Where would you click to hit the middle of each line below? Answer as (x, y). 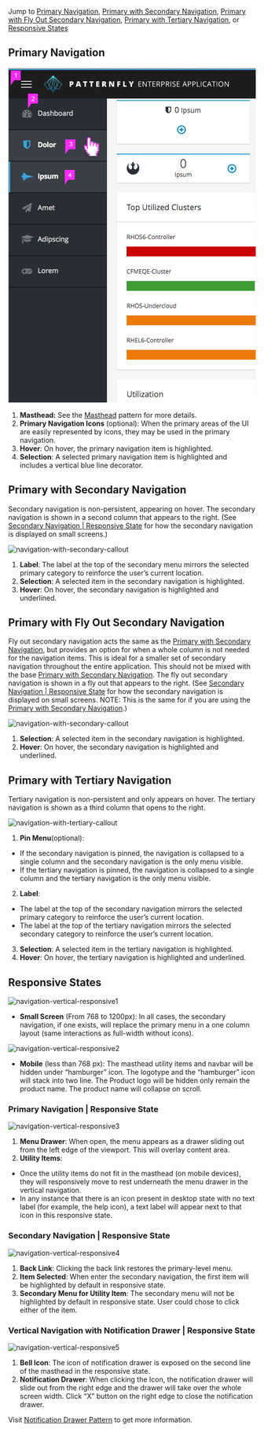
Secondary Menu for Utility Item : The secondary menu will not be (127, 1293)
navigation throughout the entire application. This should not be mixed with (130, 666)
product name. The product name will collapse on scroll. (110, 1089)
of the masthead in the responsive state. (85, 1371)
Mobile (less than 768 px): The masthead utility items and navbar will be (136, 1064)
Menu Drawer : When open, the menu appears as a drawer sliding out (132, 1142)
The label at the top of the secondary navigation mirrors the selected (131, 909)
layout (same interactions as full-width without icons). (106, 1033)
